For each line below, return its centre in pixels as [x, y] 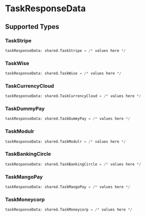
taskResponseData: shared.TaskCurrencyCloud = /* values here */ [73, 96]
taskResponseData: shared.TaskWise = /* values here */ [63, 73]
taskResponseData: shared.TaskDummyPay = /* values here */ [68, 119]
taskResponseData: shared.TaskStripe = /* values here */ [65, 50]
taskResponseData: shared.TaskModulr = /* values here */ [65, 142]
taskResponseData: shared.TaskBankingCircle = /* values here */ [73, 164]
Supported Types [32, 27]
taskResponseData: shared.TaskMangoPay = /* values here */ [68, 187]
